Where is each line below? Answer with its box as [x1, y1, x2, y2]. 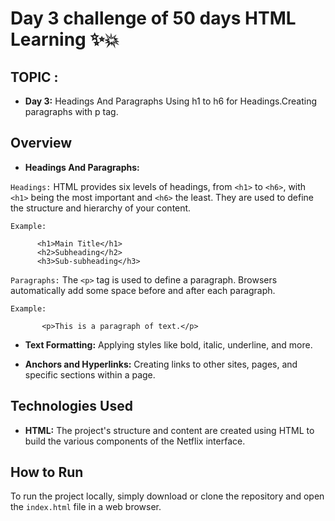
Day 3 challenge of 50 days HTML [10, 7, 297, 30]
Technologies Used [10, 398, 133, 415]
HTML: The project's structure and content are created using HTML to [24, 424, 315, 436]
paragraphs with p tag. [24, 106, 119, 117]
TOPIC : [10, 68, 59, 86]
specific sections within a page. [24, 368, 156, 381]
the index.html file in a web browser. [10, 501, 162, 513]
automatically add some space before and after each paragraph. [10, 284, 276, 296]
